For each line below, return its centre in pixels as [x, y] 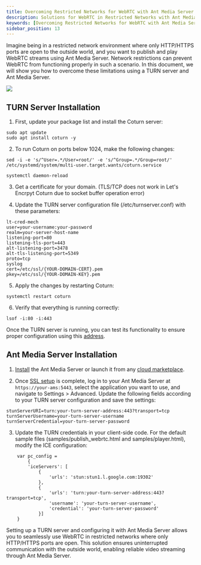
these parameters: [37, 211]
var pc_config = [37, 456]
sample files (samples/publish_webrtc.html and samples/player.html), [100, 439]
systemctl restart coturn [38, 297]
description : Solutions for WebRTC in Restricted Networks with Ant [93, 17]
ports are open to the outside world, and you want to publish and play [92, 52]
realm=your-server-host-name [42, 233]
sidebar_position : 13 [33, 28]
